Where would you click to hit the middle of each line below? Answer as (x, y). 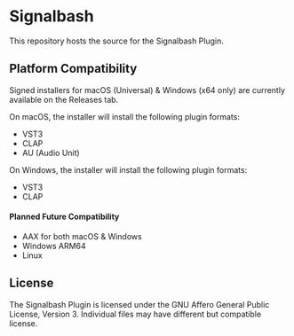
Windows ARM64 (54, 246)
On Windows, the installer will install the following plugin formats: (128, 169)
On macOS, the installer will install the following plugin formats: (124, 116)
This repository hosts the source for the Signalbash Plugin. (116, 41)
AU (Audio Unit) (51, 152)
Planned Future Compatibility (64, 217)
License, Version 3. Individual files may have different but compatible (135, 314)
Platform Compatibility (73, 69)
